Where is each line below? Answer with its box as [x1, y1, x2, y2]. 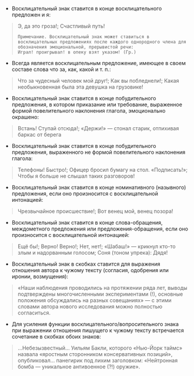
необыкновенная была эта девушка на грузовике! [17, 83, 143, 90]
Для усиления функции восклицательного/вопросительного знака [11, 321, 179, 327]
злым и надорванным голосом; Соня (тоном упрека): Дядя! [17, 249, 168, 256]
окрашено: [11, 114, 39, 120]
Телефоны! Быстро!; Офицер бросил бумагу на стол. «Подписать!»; [17, 167, 188, 173]
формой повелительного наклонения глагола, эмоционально [11, 107, 166, 114]
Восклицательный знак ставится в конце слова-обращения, [11, 219, 163, 226]
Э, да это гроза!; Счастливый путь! [17, 23, 105, 29]
